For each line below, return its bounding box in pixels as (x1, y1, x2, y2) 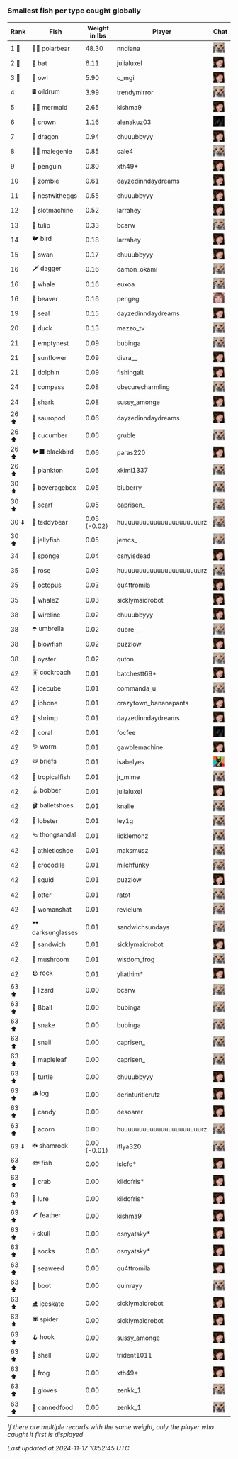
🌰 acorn (31, 1125, 55, 1134)
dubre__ (116, 625, 140, 634)
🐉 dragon (31, 133, 59, 141)
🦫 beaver (31, 294, 58, 303)
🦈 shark (31, 398, 55, 406)
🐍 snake (31, 1020, 55, 1029)
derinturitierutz (116, 1090, 161, 1099)
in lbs (89, 31, 107, 40)
